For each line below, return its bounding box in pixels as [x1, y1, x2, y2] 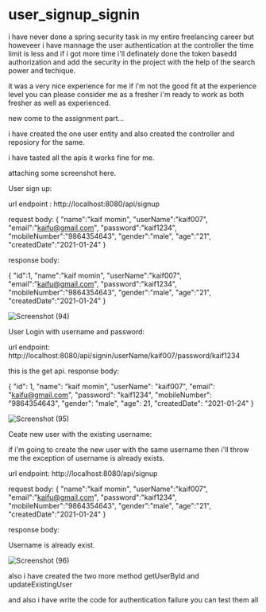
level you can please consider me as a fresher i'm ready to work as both [8, 89, 245, 99]
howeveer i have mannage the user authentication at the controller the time [8, 40, 254, 49]
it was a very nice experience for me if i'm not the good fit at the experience [8, 81, 256, 91]
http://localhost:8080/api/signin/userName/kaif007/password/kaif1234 [8, 350, 241, 360]
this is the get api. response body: [8, 366, 120, 376]
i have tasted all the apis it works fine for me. [8, 153, 155, 162]
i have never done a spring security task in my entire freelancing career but [8, 32, 254, 41]
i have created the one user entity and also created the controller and [8, 129, 235, 138]
